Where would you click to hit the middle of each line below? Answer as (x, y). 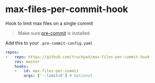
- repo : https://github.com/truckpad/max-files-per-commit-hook (77, 57)
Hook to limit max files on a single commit (49, 23)
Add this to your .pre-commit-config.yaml (49, 43)
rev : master (27, 62)
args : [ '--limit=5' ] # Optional (58, 76)
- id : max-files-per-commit (47, 71)
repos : (12, 52)
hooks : (21, 66)
